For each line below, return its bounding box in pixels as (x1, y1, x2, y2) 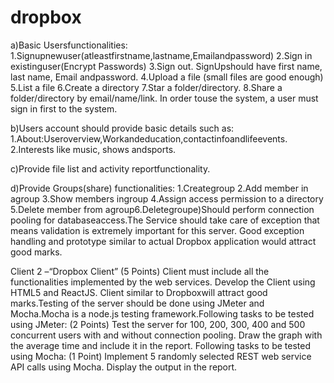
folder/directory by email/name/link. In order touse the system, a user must (10, 92, 319, 104)
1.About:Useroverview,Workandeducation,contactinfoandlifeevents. (10, 132, 288, 145)
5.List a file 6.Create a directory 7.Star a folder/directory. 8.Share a (10, 81, 283, 93)
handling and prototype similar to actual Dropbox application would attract (10, 235, 317, 247)
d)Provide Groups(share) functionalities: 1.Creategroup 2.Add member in (10, 182, 309, 194)
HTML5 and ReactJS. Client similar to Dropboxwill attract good (10, 286, 268, 298)
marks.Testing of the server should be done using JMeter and (10, 297, 265, 309)
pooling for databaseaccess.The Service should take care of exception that (10, 214, 320, 226)
